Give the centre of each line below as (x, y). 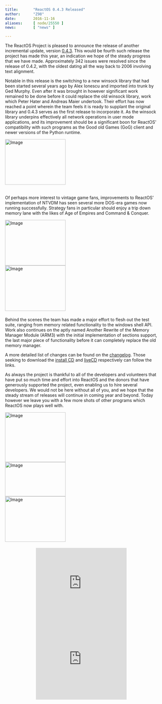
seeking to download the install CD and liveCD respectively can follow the (79, 360)
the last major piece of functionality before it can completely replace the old (81, 340)
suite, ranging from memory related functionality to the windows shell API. (79, 325)
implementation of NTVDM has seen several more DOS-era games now (76, 203)
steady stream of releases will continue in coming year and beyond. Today (79, 395)
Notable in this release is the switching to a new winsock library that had (77, 81)
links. (10, 365)
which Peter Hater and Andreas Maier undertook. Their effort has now (75, 101)
